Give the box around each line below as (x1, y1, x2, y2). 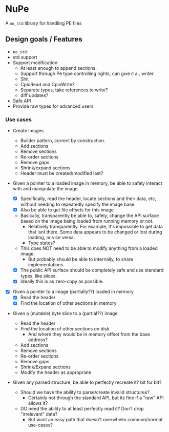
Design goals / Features (5, 35, 83, 44)
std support (12, 54, 37, 60)
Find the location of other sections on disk (20, 326, 110, 332)
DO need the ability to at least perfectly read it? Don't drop (20, 406, 144, 412)
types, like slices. (20, 273, 57, 279)
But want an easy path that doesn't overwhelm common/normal (28, 417, 163, 423)
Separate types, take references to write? (20, 87, 108, 93)
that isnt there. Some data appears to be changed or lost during (28, 229, 162, 235)
